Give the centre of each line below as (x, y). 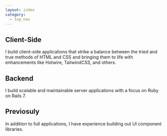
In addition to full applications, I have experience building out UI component (83, 123)
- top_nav (20, 19)
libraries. (14, 129)
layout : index (20, 10)
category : (16, 15)
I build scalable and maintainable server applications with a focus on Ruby (82, 90)
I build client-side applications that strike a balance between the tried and (81, 52)
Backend (19, 78)
